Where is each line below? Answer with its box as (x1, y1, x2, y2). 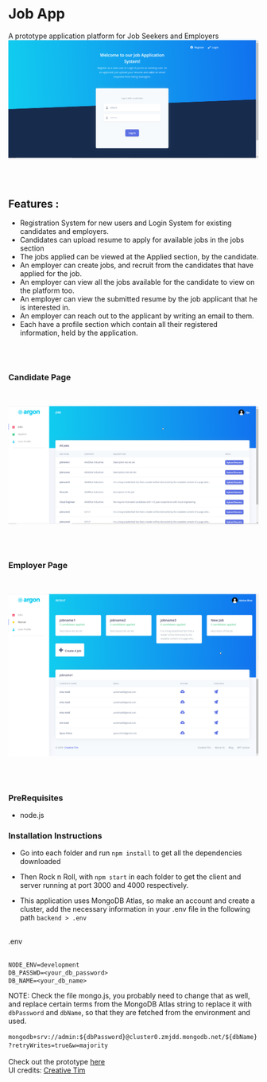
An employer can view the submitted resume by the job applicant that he (19, 294, 258, 304)
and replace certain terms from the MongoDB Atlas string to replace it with (8, 999, 253, 1009)
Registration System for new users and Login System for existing (19, 218, 232, 228)
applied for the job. (19, 269, 82, 278)
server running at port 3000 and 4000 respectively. (19, 881, 189, 890)
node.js (19, 810, 45, 819)
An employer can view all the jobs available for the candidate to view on (19, 278, 255, 287)
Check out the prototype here (8, 1057, 106, 1067)
